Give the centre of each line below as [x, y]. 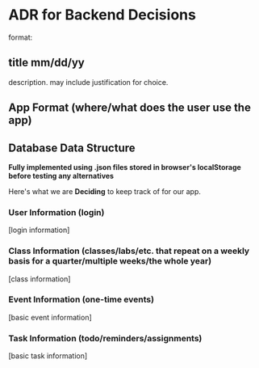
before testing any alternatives [61, 176]
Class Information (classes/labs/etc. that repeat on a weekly [129, 251]
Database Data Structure [72, 148]
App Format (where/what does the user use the [130, 108]
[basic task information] [48, 356]
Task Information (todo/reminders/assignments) [105, 338]
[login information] [39, 230]
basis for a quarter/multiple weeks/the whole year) [110, 261]
